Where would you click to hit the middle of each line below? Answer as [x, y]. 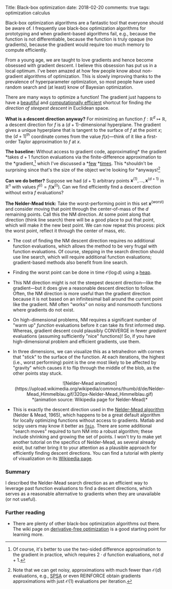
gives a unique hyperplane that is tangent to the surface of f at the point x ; [84, 130]
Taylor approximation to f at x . [49, 142]
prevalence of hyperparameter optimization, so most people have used [80, 82]
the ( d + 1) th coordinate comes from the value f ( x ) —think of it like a [76, 136]
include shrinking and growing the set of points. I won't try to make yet [87, 436]
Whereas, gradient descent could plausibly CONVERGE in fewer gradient [89, 331]
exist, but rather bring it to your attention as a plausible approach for [85, 448]
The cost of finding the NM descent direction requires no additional [84, 240]
